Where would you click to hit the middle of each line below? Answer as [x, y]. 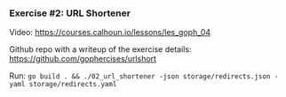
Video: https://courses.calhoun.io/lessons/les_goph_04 [110, 33]
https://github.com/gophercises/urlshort [83, 59]
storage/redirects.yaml [73, 85]
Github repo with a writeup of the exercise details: [100, 49]
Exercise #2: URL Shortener [70, 13]
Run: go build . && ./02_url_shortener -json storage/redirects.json [140, 76]
